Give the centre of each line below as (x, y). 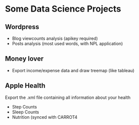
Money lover (24, 59)
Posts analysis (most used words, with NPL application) (67, 44)
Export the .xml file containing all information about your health (68, 97)
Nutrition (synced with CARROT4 (45, 117)
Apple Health (25, 86)
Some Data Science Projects (63, 9)
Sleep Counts (26, 112)
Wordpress (22, 27)
